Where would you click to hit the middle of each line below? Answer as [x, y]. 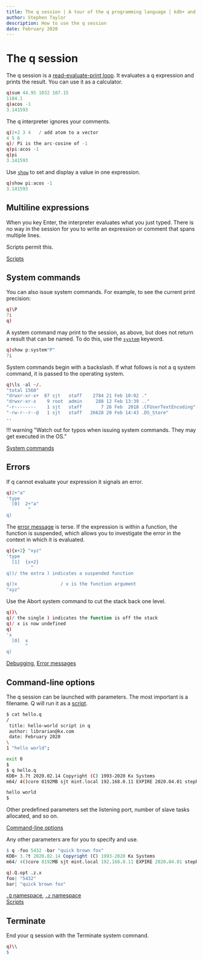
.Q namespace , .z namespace [44, 895]
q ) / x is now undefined [36, 624]
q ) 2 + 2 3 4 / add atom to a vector [52, 132]
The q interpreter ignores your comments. [58, 121]
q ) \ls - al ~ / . [24, 385]
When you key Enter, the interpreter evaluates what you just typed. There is [100, 222]
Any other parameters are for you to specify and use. [72, 840]
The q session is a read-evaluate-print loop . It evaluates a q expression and [100, 76]
